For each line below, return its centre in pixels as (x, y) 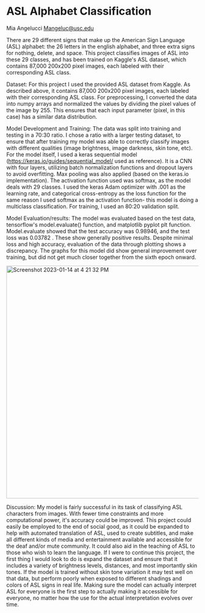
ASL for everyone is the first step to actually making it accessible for (92, 591)
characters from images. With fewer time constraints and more (85, 513)
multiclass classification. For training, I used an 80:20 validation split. (93, 206)
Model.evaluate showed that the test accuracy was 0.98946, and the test (98, 231)
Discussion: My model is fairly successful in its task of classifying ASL (95, 507)
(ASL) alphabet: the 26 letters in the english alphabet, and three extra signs (101, 46)
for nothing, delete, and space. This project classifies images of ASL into (98, 53)
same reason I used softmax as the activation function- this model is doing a (102, 200)
